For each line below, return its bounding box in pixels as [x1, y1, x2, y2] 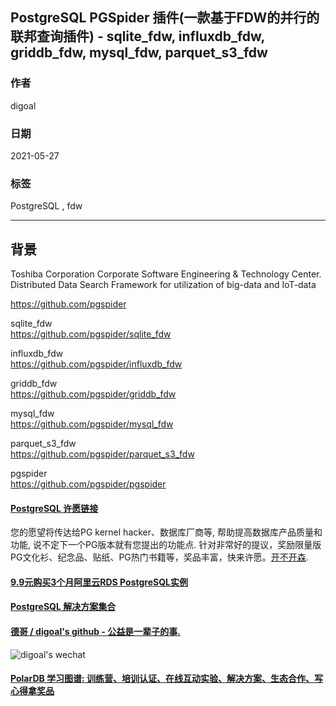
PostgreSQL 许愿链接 [10, 502, 99, 514]
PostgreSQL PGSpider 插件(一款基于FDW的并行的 [10, 9, 320, 27]
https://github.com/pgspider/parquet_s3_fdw [10, 448, 195, 460]
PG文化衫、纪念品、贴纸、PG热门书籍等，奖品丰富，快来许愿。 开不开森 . [10, 551, 309, 563]
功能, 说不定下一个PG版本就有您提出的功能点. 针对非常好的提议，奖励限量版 [10, 539, 322, 551]
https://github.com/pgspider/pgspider [10, 478, 167, 490]
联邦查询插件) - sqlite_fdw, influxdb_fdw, [10, 28, 265, 45]
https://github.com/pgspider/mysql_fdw [10, 418, 174, 430]
